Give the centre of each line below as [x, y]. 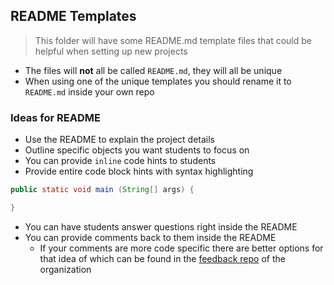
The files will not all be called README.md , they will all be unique [153, 70]
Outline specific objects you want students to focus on [137, 150]
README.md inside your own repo [89, 91]
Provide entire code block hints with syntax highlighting [139, 171]
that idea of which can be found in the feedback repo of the [162, 258]
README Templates [73, 16]
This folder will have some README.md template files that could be [173, 40]
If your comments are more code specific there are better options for [181, 248]
